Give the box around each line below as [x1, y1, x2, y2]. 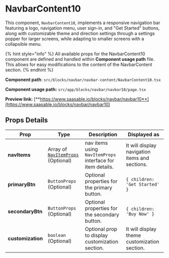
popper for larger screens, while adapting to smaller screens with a [5, 36, 144, 42]
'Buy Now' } [125, 211, 155, 217]
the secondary [84, 211, 119, 218]
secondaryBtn [8, 208, 43, 215]
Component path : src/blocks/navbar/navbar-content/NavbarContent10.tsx [5, 76, 161, 82]
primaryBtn [8, 181, 36, 188]
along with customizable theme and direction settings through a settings [5, 30, 155, 36]
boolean [47, 232, 66, 238]
